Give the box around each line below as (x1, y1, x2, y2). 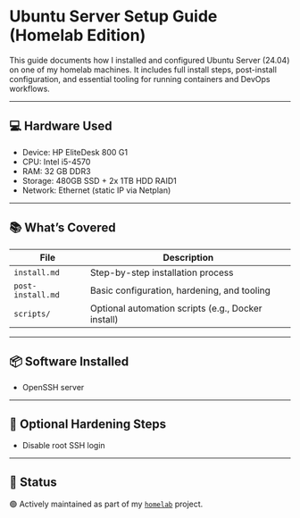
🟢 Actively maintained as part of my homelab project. (9, 498, 204, 509)
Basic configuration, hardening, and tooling (89, 284, 271, 297)
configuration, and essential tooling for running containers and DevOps (9, 73, 271, 84)
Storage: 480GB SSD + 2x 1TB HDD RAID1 (21, 175, 177, 186)
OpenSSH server (21, 382, 85, 393)
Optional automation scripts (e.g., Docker (89, 302, 262, 314)
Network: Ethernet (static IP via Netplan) (21, 185, 171, 196)
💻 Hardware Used (9, 119, 113, 134)
